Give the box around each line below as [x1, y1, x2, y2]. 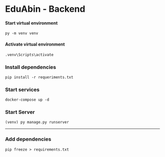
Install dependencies [5, 63, 56, 70]
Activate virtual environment [5, 41, 65, 47]
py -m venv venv [5, 31, 38, 36]
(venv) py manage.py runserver [5, 120, 69, 125]
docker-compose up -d [5, 97, 50, 102]
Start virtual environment [5, 20, 58, 26]
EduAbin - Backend [5, 3, 85, 15]
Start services [5, 86, 40, 93]
